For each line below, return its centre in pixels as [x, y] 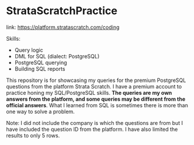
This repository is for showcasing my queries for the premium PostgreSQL [96, 80]
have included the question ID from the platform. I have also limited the [92, 129]
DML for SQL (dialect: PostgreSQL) [57, 56]
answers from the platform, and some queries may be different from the [96, 99]
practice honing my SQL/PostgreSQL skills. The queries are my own [89, 93]
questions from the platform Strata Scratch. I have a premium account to [94, 86]
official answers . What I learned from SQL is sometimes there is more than [97, 105]
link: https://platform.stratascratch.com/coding [63, 27]
